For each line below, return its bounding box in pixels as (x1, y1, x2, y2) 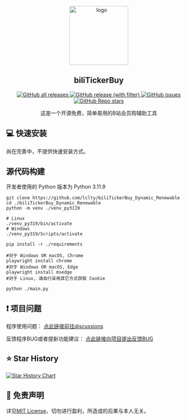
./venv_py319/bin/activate (6, 221, 72, 227)
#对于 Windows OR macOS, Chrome (6, 253, 84, 259)
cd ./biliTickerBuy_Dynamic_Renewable (6, 200, 101, 206)
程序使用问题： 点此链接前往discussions (6, 323, 103, 330)
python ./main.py (6, 286, 49, 292)
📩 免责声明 (6, 391, 44, 401)
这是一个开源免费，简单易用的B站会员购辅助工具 (40, 109, 158, 117)
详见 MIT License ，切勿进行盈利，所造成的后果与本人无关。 (6, 407, 149, 414)
